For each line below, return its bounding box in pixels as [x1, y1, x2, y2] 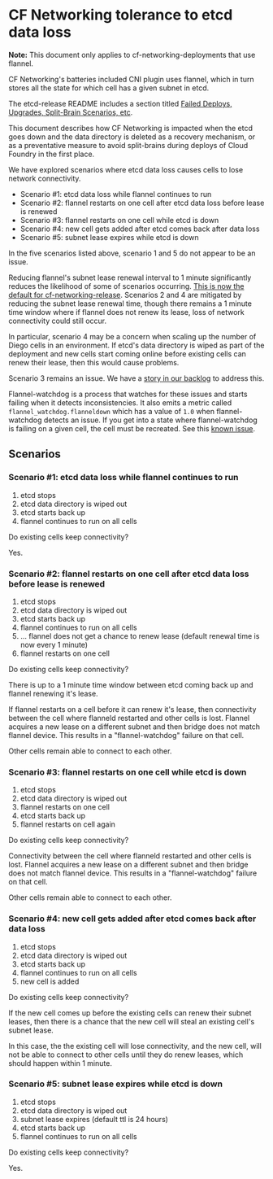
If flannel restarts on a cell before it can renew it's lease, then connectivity [8, 704, 257, 714]
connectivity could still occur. [8, 316, 107, 325]
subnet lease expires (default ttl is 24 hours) [19, 1114, 169, 1124]
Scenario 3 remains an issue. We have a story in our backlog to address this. [8, 373, 265, 383]
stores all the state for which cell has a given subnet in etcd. [8, 83, 210, 93]
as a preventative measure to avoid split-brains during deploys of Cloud [8, 140, 249, 150]
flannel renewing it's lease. [8, 688, 99, 698]
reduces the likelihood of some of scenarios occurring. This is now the [8, 281, 245, 290]
